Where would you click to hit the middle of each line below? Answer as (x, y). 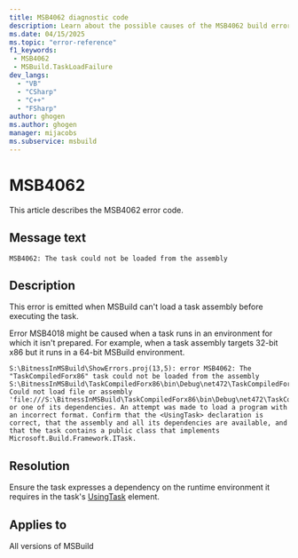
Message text (48, 238)
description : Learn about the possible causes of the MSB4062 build (138, 26)
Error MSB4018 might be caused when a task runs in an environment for (141, 333)
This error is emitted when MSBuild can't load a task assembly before (136, 307)
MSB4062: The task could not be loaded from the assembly (118, 259)
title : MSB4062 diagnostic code (69, 17)
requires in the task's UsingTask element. (84, 497)
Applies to (38, 525)
